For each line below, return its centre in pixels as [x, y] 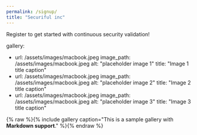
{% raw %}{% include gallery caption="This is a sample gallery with [90, 119]
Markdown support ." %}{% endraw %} [55, 125]
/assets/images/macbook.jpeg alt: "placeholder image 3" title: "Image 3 [103, 101]
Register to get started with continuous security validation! [78, 34]
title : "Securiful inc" [36, 17]
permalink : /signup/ [32, 12]
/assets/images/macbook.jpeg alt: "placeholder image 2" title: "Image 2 [103, 82]
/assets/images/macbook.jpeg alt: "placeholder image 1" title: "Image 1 [102, 64]
